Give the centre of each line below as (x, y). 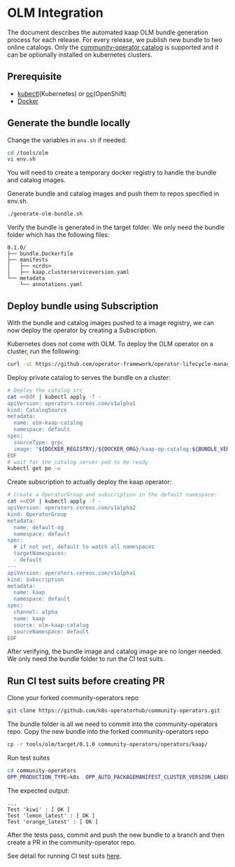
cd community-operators (42, 770)
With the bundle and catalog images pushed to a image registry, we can (111, 323)
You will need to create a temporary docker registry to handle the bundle (112, 172)
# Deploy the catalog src (45, 390)
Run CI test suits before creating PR (86, 681)
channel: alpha (36, 612)
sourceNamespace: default (51, 632)
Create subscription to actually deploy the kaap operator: (90, 482)
